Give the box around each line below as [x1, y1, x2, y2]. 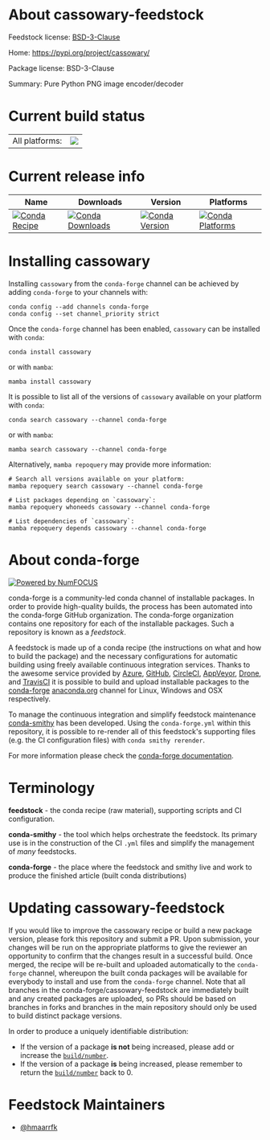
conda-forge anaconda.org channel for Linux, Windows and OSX [8, 685, 223, 695]
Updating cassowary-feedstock [8, 898, 225, 917]
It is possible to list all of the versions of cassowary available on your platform [8, 391, 262, 401]
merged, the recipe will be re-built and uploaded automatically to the [8, 959, 235, 969]
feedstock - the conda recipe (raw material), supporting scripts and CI [8, 805, 243, 815]
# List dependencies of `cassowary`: [8, 517, 135, 525]
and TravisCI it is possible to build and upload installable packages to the [8, 676, 250, 686]
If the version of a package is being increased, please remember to [19, 1059, 243, 1068]
